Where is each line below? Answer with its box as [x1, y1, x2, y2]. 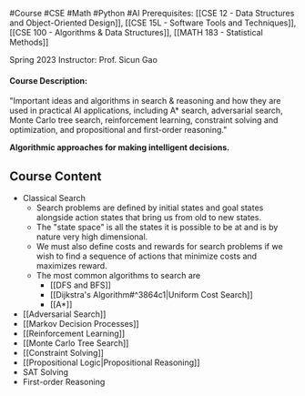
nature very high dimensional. [36, 231, 148, 242]
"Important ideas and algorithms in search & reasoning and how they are [9, 96, 281, 107]
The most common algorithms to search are [36, 270, 201, 281]
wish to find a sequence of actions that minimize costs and [36, 250, 258, 262]
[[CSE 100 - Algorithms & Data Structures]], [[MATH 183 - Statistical [9, 27, 264, 37]
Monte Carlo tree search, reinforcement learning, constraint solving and [9, 115, 279, 126]
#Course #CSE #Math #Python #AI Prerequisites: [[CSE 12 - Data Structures [9, 8, 295, 18]
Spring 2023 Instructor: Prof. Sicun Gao [9, 55, 158, 65]
